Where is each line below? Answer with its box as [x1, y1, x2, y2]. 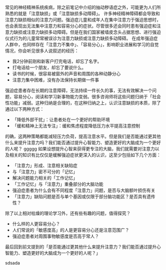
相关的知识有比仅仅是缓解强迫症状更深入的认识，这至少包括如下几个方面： [9, 152, 161, 158]
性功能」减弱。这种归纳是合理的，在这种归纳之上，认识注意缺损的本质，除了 [5, 100, 161, 106]
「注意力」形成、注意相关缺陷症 [12, 163, 78, 168]
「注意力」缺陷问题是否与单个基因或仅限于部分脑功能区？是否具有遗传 [12, 194, 156, 200]
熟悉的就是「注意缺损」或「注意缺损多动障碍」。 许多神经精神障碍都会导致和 [5, 10, 160, 16]
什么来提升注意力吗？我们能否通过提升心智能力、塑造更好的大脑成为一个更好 [5, 139, 161, 145]
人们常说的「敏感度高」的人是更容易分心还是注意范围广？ [12, 227, 129, 233]
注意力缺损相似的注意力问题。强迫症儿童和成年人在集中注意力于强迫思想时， [5, 17, 161, 22]
